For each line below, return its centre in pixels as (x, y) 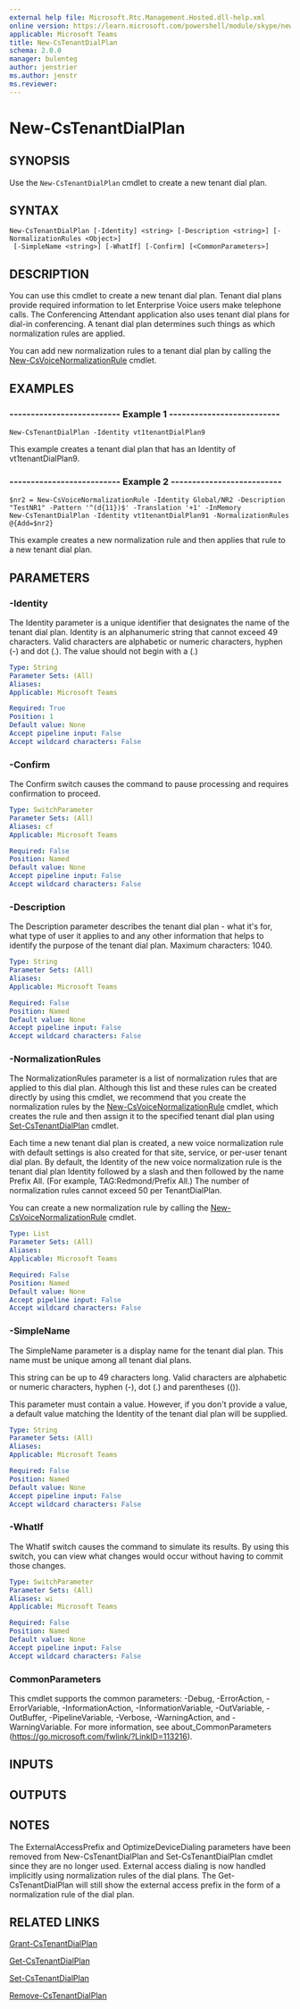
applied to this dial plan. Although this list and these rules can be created (143, 1088)
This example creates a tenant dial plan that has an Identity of (123, 448)
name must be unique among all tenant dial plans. (100, 1360)
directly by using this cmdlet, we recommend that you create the (128, 1097)
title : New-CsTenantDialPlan (63, 42)
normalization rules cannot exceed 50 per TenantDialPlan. (116, 1191)
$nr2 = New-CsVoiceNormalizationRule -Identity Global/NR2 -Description (147, 500)
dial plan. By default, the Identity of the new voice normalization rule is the (146, 1162)
